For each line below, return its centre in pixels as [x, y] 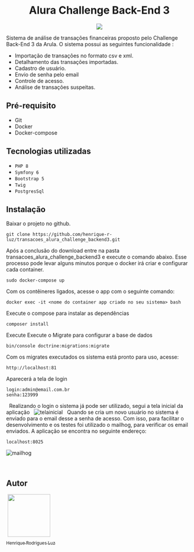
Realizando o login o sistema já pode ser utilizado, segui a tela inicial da [96, 406]
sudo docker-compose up [35, 280]
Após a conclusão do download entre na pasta [63, 251]
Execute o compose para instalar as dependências [68, 313]
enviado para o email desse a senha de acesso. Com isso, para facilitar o [95, 419]
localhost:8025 [25, 442]
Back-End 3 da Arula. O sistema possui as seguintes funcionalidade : [90, 44]
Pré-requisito [31, 106]
